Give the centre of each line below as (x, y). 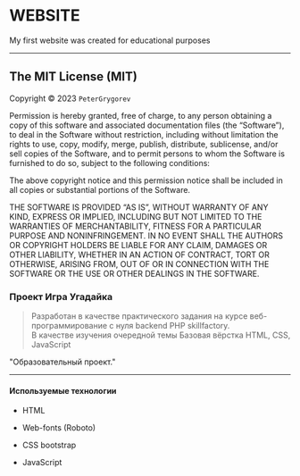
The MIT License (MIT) (74, 77)
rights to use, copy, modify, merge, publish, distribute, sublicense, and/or (144, 144)
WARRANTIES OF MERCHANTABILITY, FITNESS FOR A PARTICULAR (135, 226)
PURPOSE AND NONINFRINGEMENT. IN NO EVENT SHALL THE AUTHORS (146, 235)
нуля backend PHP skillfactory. (173, 326)
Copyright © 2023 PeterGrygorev (70, 98)
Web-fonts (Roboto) (59, 428)
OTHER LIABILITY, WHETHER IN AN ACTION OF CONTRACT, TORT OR (139, 255)
